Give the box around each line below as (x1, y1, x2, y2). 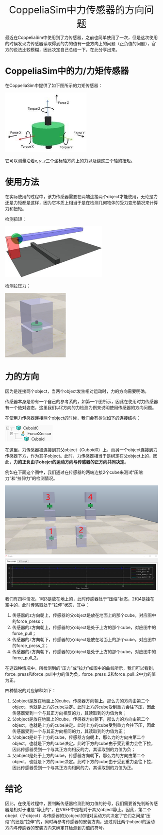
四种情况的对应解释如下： (5, 688, 56, 694)
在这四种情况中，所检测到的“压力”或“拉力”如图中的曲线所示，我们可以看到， (5, 665, 157, 671)
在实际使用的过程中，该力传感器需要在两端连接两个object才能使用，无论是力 (5, 193, 158, 199)
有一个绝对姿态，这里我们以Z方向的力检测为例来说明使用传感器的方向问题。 (5, 405, 157, 410)
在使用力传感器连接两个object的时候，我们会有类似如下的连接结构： (5, 415, 141, 421)
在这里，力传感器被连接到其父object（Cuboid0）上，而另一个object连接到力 (5, 447, 158, 453)
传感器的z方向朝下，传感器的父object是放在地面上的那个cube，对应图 (12, 637, 152, 643)
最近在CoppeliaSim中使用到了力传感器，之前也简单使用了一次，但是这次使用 (5, 34, 158, 40)
